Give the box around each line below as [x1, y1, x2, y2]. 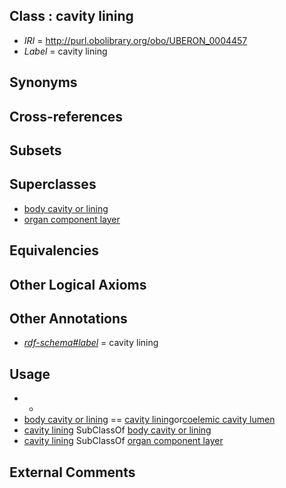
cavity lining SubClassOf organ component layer [23, 435, 224, 447]
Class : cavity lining [9, 8, 134, 25]
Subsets [9, 142, 62, 159]
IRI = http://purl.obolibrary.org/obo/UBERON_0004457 [23, 34, 248, 46]
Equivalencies [9, 242, 99, 259]
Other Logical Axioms [9, 276, 147, 293]
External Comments [9, 464, 136, 481]
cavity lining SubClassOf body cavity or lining [23, 424, 212, 436]
